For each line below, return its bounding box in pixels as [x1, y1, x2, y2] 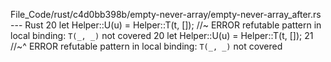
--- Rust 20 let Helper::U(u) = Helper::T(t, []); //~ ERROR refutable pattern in [10, 19, 322, 31]
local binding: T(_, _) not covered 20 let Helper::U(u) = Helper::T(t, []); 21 [10, 30, 314, 41]
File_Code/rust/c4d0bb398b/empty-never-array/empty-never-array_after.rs [10, 9, 322, 20]
